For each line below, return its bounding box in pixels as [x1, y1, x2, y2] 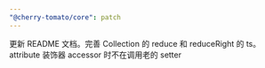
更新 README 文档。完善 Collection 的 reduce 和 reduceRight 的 [9, 38, 245, 49]
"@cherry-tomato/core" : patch [9, 12, 122, 22]
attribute [9, 49, 41, 60]
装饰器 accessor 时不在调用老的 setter [42, 49, 182, 60]
